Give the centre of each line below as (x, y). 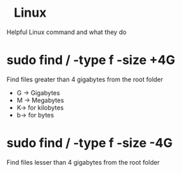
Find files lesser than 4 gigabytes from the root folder (83, 162)
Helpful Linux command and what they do (67, 32)
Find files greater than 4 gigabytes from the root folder (85, 79)
